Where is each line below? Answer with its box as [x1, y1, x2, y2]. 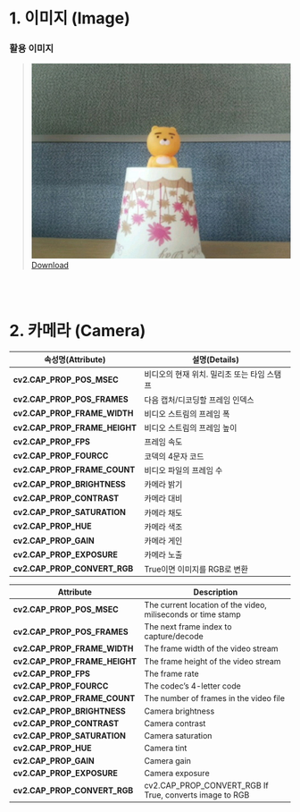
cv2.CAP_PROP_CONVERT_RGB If [144, 780, 270, 791]
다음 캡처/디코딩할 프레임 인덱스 [144, 394, 254, 405]
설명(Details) [191, 354, 239, 365]
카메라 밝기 [144, 479, 183, 490]
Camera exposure [144, 767, 210, 778]
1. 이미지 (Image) [9, 8, 131, 29]
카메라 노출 [144, 549, 183, 560]
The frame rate [144, 668, 199, 679]
